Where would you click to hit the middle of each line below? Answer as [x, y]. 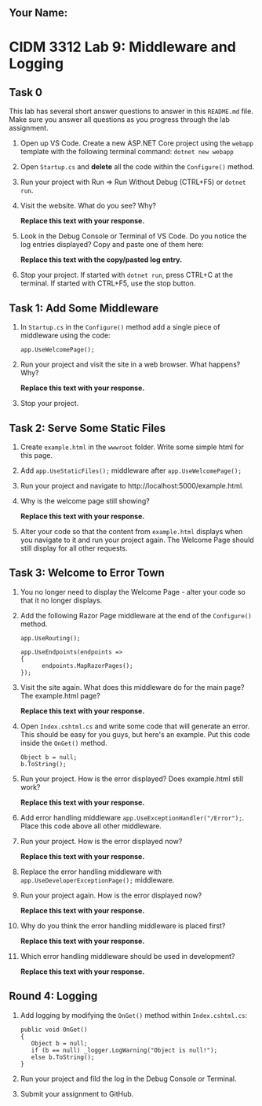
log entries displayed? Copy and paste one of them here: [112, 245]
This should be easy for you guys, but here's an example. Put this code [135, 734]
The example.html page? [60, 695]
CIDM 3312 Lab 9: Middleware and [122, 47]
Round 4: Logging [53, 996]
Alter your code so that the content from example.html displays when [131, 532]
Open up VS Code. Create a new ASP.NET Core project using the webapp [137, 143]
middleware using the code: [65, 335]
